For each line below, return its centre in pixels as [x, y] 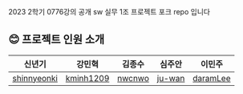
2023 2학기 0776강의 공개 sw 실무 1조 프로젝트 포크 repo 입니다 [109, 12]
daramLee [211, 78]
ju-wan [171, 78]
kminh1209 [87, 78]
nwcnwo [134, 78]
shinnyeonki [35, 78]
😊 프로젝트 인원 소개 [57, 40]
